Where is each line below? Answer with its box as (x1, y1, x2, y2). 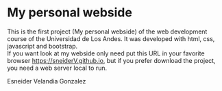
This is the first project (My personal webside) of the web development (7, 27, 208, 36)
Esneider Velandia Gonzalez (7, 77, 86, 85)
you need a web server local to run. (7, 64, 108, 72)
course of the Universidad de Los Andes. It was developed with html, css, (7, 34, 215, 42)
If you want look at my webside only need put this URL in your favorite (7, 49, 205, 57)
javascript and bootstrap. (7, 42, 78, 50)
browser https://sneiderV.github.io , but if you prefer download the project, (7, 56, 216, 64)
